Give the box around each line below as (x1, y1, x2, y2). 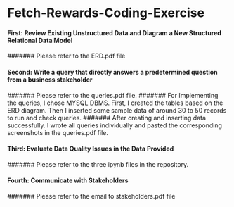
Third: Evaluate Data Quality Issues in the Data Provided (7, 144, 174, 153)
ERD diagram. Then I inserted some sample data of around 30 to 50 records (7, 106, 227, 114)
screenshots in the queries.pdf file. (7, 128, 109, 137)
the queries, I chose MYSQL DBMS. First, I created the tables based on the (7, 99, 223, 107)
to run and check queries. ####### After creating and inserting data (7, 113, 206, 122)
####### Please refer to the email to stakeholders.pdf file (7, 192, 176, 200)
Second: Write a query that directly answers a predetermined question (7, 68, 218, 76)
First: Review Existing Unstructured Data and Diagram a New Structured (7, 28, 221, 37)
